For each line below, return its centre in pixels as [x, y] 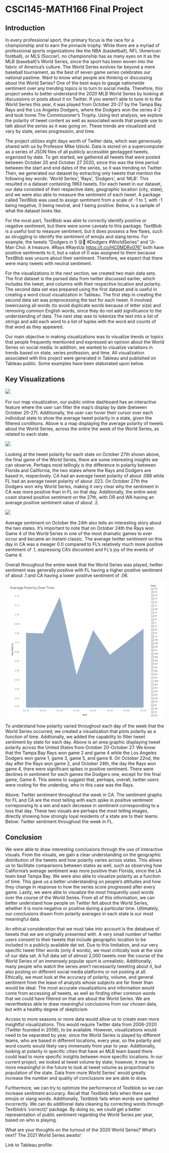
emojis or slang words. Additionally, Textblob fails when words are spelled [82, 1098]
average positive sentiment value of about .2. [52, 502]
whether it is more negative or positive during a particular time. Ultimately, [82, 908]
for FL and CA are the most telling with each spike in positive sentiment [79, 800]
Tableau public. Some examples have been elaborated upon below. [75, 363]
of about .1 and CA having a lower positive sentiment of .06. [67, 575]
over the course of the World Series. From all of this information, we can [80, 898]
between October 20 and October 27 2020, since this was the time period [82, 162]
